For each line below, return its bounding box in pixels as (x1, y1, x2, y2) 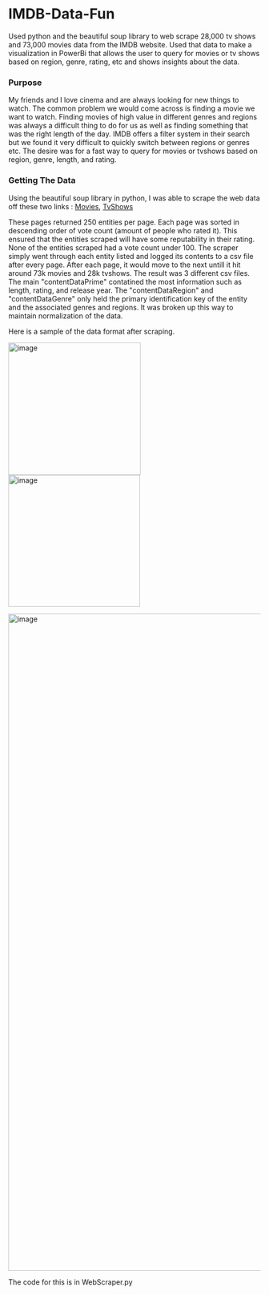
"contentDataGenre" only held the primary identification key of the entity (8, 293, 248, 303)
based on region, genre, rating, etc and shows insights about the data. (8, 57, 240, 67)
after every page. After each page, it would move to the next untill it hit (8, 260, 241, 269)
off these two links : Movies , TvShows (8, 201, 134, 211)
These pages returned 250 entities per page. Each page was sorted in (8, 217, 240, 227)
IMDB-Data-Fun (8, 5, 115, 23)
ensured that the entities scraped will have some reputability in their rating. (8, 234, 255, 244)
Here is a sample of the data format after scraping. (8, 326, 175, 336)
